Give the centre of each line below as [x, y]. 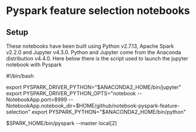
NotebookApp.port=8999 [37, 99]
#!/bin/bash [20, 76]
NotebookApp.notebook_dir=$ [43, 106]
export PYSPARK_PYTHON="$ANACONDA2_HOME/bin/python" [109, 112]
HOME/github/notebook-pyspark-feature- [129, 106]
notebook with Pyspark [34, 65]
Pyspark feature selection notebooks [98, 11]
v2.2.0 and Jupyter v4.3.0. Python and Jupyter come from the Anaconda [94, 52]
